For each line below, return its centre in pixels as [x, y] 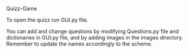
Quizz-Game [22, 9]
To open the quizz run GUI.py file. [47, 20]
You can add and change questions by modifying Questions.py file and [92, 31]
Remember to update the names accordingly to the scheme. [79, 44]
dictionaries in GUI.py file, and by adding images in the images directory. [95, 37]
